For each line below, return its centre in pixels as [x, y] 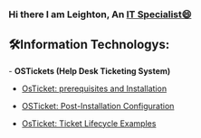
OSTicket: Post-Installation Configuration [98, 106]
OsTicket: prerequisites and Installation [94, 88]
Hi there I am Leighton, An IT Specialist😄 [100, 14]
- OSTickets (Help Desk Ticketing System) [90, 70]
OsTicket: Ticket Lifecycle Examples [89, 123]
